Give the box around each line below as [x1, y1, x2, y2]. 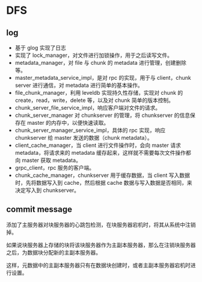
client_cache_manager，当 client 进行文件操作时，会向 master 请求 [14, 142, 182, 149]
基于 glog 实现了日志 [14, 44, 66, 51]
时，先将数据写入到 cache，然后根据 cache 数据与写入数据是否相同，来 [14, 179, 192, 186]
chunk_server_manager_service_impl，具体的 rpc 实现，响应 [14, 127, 166, 134]
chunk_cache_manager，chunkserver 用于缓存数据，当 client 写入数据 [14, 172, 191, 179]
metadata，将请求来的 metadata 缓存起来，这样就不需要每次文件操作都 [14, 149, 191, 156]
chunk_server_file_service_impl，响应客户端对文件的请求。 [14, 104, 161, 111]
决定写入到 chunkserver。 [14, 187, 80, 194]
